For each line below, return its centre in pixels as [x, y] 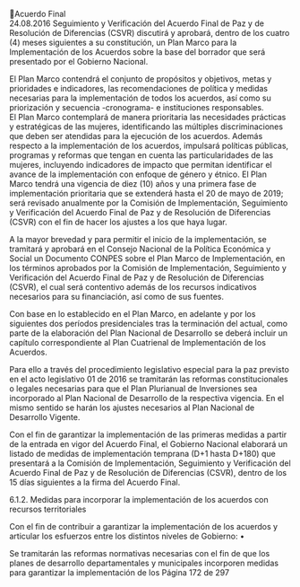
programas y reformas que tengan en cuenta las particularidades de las [141, 155]
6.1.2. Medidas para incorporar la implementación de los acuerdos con [139, 499]
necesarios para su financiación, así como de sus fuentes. [117, 297]
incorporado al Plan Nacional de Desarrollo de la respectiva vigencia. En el [147, 398]
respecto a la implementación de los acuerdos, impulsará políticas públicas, [149, 145]
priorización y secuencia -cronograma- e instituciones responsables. [137, 107]
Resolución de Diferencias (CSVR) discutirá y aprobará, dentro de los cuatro [150, 33]
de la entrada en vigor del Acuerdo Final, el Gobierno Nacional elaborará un [149, 444]
